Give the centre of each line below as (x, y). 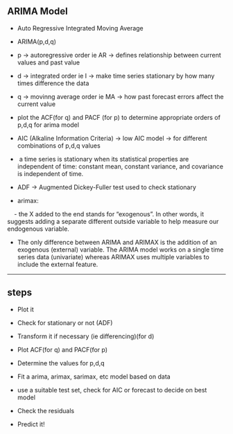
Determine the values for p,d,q (61, 363)
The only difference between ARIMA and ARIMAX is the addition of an (117, 242)
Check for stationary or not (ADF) (65, 322)
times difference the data (53, 83)
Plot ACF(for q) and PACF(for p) (62, 349)
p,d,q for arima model (48, 125)
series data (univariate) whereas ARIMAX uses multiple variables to (113, 257)
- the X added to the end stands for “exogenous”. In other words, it (109, 214)
